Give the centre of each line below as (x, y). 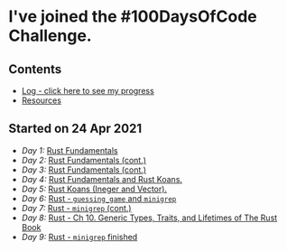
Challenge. (50, 36)
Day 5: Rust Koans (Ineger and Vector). (94, 189)
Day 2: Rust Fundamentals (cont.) (83, 160)
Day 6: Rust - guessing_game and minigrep (99, 198)
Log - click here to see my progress (88, 91)
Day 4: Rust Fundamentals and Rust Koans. (102, 179)
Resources (42, 100)
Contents (35, 69)
